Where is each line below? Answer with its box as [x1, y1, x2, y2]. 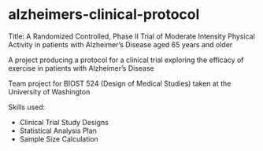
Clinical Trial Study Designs [19, 117, 109, 127]
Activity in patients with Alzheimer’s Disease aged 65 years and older [8, 39, 233, 49]
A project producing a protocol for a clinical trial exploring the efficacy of [8, 55, 244, 64]
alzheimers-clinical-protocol [8, 6, 200, 24]
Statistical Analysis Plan [19, 126, 97, 135]
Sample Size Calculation [19, 134, 98, 143]
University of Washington [8, 87, 91, 96]
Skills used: [8, 102, 46, 112]
